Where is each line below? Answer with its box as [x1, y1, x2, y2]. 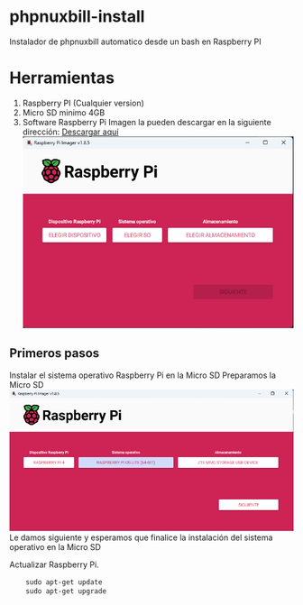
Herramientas [9, 68, 115, 88]
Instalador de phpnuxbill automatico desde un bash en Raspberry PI [9, 36, 262, 47]
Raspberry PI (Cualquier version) [22, 97, 144, 108]
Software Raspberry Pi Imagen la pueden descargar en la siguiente [22, 116, 272, 127]
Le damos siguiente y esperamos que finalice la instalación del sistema [9, 532, 273, 543]
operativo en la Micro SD [9, 542, 102, 553]
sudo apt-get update [25, 578, 103, 587]
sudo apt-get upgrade [25, 587, 106, 596]
